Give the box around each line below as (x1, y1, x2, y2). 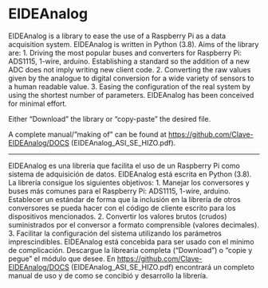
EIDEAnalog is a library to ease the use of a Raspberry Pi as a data (8, 31, 227, 41)
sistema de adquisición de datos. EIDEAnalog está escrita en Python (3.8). (8, 169, 252, 179)
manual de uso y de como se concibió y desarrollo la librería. (8, 270, 209, 280)
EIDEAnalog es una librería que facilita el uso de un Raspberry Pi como (8, 161, 241, 170)
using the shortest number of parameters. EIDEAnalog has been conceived (8, 90, 254, 99)
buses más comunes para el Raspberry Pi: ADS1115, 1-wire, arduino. (8, 186, 231, 196)
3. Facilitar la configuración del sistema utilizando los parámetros (8, 228, 222, 238)
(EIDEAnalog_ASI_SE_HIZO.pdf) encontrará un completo (70, 262, 255, 271)
